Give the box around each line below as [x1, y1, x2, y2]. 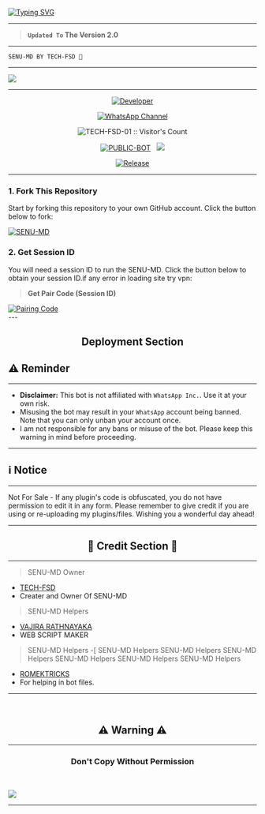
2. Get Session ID [8, 247, 75, 258]
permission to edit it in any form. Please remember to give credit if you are [8, 501, 249, 510]
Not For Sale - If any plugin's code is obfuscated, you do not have [8, 492, 222, 501]
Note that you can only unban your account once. [19, 415, 181, 425]
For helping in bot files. [19, 677, 95, 687]
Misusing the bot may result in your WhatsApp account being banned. [19, 407, 242, 416]
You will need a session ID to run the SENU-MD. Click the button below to [8, 264, 247, 274]
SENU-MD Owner [27, 568, 85, 577]
